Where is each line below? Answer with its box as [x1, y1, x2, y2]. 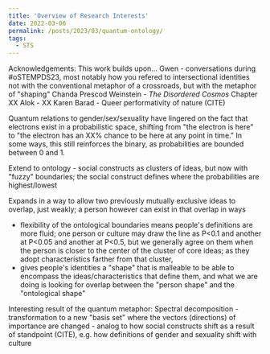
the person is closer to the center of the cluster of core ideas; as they [19, 246, 250, 256]
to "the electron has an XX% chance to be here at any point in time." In [8, 130, 243, 141]
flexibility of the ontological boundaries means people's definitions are [19, 220, 253, 230]
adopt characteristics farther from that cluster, [19, 254, 174, 264]
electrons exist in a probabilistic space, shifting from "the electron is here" [8, 122, 254, 132]
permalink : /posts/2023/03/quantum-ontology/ [8, 27, 163, 35]
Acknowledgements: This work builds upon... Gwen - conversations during [8, 64, 256, 73]
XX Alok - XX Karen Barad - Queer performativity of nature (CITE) [8, 98, 226, 108]
